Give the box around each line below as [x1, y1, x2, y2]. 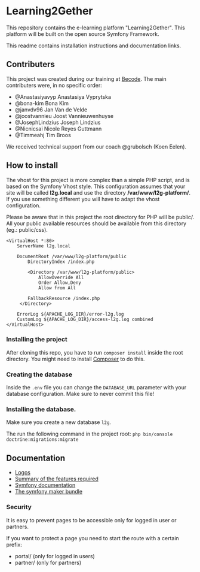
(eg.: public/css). [6, 226, 48, 233]
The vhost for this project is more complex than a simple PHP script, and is [6, 176, 190, 183]
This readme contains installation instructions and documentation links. [6, 42, 181, 49]
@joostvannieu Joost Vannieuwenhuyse [14, 112, 114, 119]
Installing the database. [6, 405, 76, 414]
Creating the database [6, 370, 73, 379]
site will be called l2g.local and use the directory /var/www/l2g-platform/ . [6, 189, 191, 196]
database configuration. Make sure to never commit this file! [6, 391, 155, 398]
